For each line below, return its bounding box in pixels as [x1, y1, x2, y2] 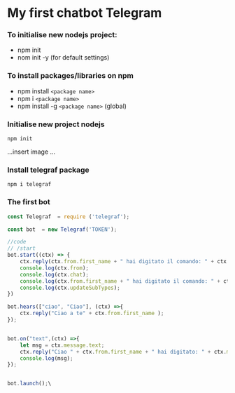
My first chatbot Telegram [7, 5, 162, 21]
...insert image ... [7, 147, 56, 156]
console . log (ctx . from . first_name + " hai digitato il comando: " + [20, 277, 220, 285]
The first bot [7, 197, 50, 207]
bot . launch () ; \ [7, 380, 52, 387]
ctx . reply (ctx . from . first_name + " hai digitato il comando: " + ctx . [20, 258, 230, 265]
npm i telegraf [7, 181, 52, 188]
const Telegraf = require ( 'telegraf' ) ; [7, 213, 130, 220]
